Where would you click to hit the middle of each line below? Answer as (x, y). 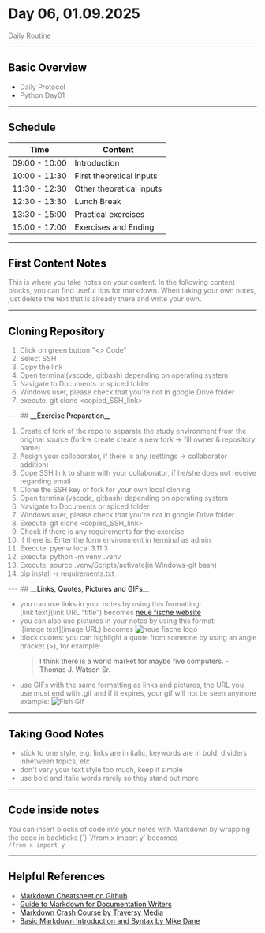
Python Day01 (42, 95)
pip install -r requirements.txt (67, 573)
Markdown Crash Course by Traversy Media (91, 912)
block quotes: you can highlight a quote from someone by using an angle (138, 638)
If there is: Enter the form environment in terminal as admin (115, 540)
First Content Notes (57, 263)
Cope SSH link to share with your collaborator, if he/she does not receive (138, 473)
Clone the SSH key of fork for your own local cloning (105, 490)
